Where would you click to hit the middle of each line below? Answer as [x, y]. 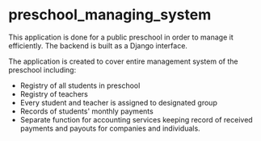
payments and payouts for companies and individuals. [110, 128]
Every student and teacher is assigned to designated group [119, 102]
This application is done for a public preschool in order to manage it [121, 37]
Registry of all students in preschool [80, 85]
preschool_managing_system [110, 15]
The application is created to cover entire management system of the [123, 61]
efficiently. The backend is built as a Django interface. [98, 45]
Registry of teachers [54, 93]
